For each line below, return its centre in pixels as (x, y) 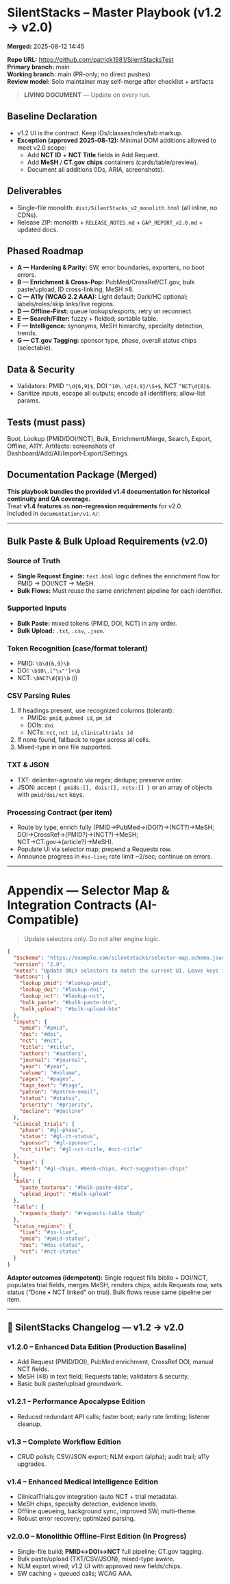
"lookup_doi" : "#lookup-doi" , (63, 990)
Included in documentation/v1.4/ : (54, 513)
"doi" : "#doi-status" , (52, 1245)
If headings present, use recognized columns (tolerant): (95, 711)
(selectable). (35, 348)
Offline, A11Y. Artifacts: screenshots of (61, 446)
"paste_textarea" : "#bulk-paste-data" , (76, 1188)
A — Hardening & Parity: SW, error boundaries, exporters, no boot (111, 268)
